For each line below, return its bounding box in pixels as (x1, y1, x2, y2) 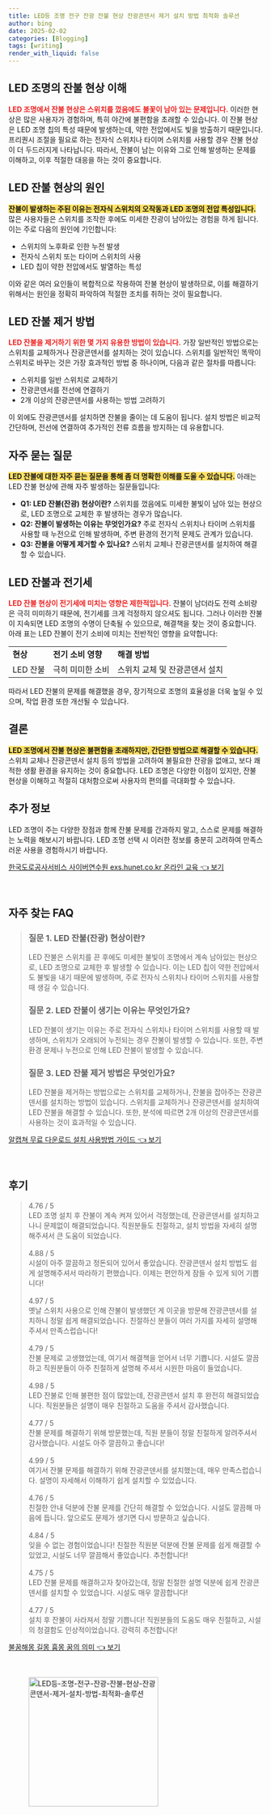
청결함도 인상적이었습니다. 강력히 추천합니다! (36, 1625, 178, 1635)
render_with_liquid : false (8, 49, 100, 57)
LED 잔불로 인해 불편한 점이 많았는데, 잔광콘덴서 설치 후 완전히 (28, 1390, 225, 1400)
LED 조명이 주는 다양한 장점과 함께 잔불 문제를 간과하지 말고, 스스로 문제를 (8, 824, 242, 834)
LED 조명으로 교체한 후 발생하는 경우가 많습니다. (31, 509, 183, 518)
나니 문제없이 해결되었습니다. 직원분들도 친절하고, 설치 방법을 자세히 (28, 1221, 243, 1230)
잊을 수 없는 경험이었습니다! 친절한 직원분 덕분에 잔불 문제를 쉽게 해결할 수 (28, 1540, 261, 1550)
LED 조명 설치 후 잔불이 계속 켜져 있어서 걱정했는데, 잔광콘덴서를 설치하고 (28, 1210, 260, 1220)
